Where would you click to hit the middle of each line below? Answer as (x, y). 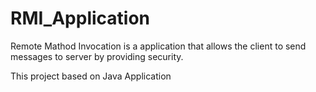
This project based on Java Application (91, 76)
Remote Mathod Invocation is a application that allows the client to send (158, 46)
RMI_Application (80, 18)
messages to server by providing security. (97, 56)
